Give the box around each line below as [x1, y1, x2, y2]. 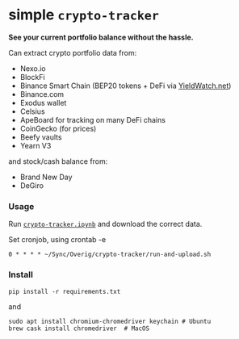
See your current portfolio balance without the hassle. [8, 32, 194, 42]
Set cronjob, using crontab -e [8, 235, 107, 245]
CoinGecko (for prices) [19, 123, 97, 133]
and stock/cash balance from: [8, 156, 108, 166]
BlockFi [19, 72, 46, 82]
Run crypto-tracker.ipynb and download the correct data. [8, 220, 203, 229]
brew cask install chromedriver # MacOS [8, 324, 150, 333]
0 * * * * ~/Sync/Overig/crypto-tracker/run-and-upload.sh [8, 250, 212, 259]
